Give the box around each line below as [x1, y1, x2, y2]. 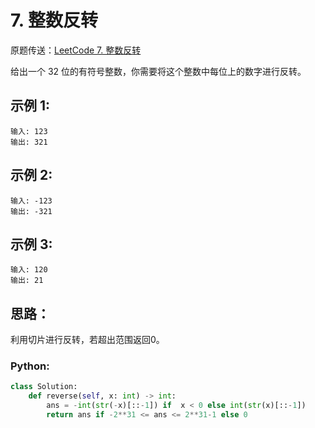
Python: [10, 359, 50, 373]
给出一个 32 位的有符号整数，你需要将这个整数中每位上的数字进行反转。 [10, 65, 307, 77]
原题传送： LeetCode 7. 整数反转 [10, 44, 142, 56]
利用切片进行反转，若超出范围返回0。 [10, 334, 165, 346]
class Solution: [10, 382, 78, 392]
